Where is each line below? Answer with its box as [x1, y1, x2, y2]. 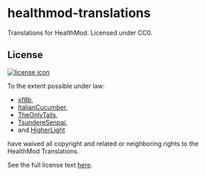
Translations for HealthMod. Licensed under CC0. [7, 28, 153, 37]
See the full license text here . [7, 160, 93, 169]
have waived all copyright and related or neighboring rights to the [7, 139, 199, 148]
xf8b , [17, 95, 34, 104]
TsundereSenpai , [17, 118, 68, 126]
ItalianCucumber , [17, 103, 68, 111]
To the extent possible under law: [7, 82, 105, 90]
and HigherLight [17, 126, 65, 134]
